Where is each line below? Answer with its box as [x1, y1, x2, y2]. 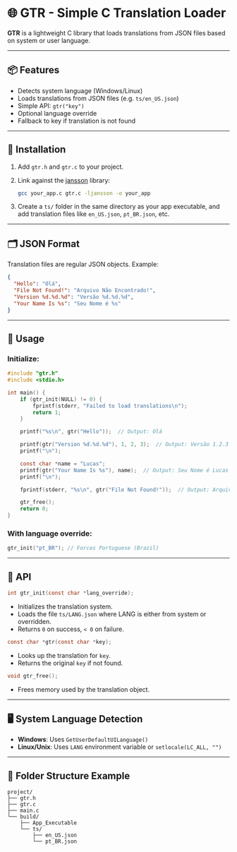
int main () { [7, 389, 46, 396]
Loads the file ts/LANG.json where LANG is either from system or [17, 609, 207, 618]
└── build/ [7, 813, 39, 820]
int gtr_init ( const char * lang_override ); [7, 589, 134, 597]
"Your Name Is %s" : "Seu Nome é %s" [13, 300, 121, 307]
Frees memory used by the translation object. [17, 685, 150, 693]
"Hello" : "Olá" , [13, 280, 61, 287]
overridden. [17, 617, 51, 625]
